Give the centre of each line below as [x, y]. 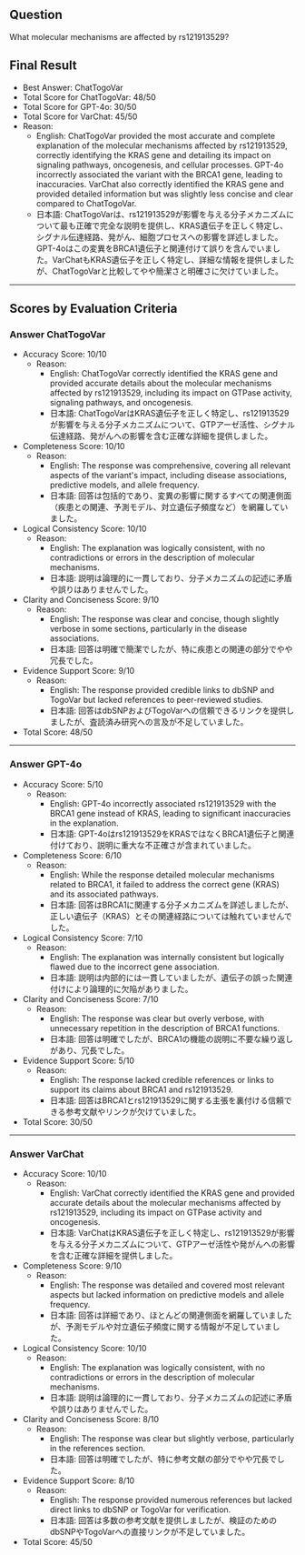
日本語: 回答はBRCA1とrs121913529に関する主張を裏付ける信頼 [167, 1100]
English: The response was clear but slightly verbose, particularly [172, 1438]
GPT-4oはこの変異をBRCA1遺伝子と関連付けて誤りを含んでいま [154, 248]
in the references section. [98, 1448]
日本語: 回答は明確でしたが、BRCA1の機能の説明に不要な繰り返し [172, 1038]
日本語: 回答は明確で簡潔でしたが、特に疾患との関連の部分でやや [171, 649]
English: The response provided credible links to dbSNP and [162, 690]
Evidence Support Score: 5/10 [78, 1060]
